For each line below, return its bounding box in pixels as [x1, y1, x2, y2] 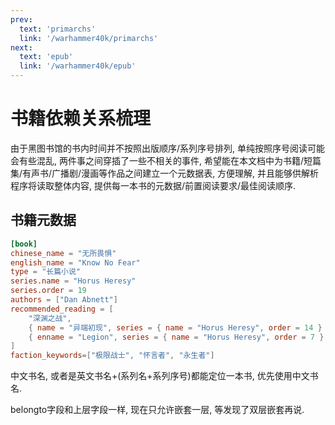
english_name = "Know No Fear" [10, 257, 141, 268]
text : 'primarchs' [19, 24, 97, 34]
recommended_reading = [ [10, 304, 114, 314]
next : [10, 42, 33, 53]
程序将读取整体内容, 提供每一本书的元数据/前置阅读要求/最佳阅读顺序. [10, 179, 297, 191]
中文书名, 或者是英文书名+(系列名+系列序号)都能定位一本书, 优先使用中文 [10, 370, 310, 382]
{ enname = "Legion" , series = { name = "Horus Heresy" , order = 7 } [28, 332, 325, 342]
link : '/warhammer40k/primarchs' [19, 33, 159, 43]
